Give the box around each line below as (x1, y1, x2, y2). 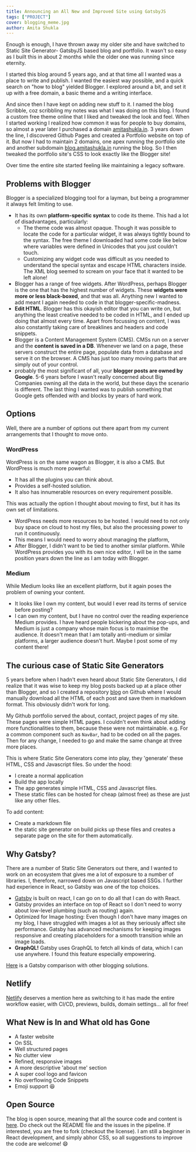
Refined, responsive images (14, 1058, 82, 1065)
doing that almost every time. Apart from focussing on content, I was (14, 318, 180, 325)
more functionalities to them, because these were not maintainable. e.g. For (6, 725, 188, 732)
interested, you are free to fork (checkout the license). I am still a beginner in (6, 1127, 191, 1134)
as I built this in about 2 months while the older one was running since (6, 53, 174, 60)
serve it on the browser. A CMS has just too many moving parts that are (14, 355, 187, 362)
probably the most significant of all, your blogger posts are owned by (14, 367, 183, 374)
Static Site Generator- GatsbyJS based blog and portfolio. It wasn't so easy (6, 47, 187, 54)
